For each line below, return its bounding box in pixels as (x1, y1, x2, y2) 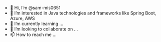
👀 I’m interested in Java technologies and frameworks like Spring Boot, (10, 10, 156, 16)
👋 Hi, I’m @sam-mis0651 (10, 5, 61, 10)
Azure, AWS (10, 15, 35, 21)
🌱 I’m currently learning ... (10, 20, 64, 26)
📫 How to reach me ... (10, 31, 57, 37)
